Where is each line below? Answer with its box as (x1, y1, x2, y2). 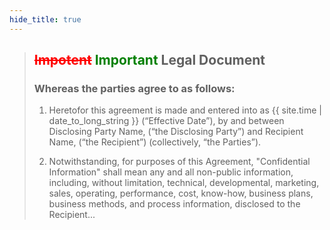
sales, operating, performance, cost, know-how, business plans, (48, 187, 314, 200)
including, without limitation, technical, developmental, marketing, (48, 177, 320, 189)
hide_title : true (9, 14, 82, 25)
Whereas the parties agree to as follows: (33, 81, 236, 95)
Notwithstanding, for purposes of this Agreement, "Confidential (48, 156, 311, 168)
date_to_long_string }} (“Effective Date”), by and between (48, 115, 285, 127)
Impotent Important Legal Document (33, 52, 266, 69)
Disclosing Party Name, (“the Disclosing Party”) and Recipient (48, 126, 304, 138)
